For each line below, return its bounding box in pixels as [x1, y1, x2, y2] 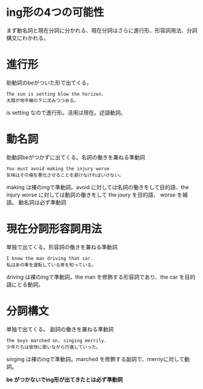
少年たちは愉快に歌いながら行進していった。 [6, 344, 101, 350]
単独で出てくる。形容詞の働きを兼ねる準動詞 [6, 243, 118, 250]
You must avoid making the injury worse [6, 165, 110, 171]
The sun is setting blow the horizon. [6, 91, 104, 97]
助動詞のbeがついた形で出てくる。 [6, 79, 93, 86]
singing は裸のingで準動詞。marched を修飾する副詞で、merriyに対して [6, 355, 185, 362]
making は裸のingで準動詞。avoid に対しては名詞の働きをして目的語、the [6, 183, 189, 191]
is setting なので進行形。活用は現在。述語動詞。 [6, 108, 126, 116]
